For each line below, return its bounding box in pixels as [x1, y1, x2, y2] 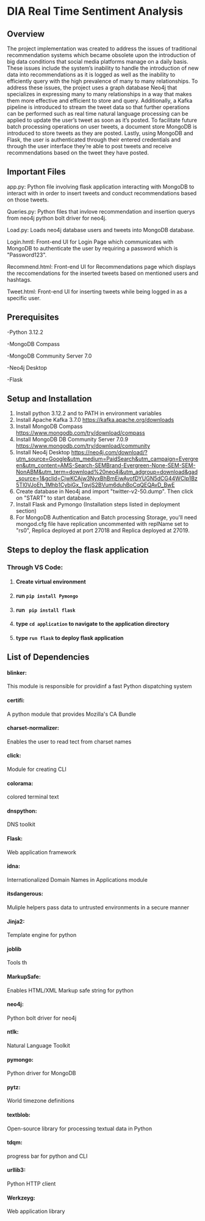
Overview [7, 29, 45, 39]
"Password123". [7, 251, 47, 258]
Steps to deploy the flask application [7, 544, 149, 555]
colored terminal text [7, 793, 59, 800]
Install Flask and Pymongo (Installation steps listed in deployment [15, 501, 181, 508]
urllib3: [7, 1167, 26, 1174]
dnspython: [7, 807, 37, 814]
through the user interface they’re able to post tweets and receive [7, 143, 172, 149]
